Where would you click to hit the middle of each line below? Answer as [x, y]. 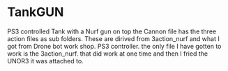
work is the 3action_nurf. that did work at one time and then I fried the [107, 54]
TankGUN [36, 12]
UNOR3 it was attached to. [45, 61]
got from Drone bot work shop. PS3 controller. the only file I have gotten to [114, 46]
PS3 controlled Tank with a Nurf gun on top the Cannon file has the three [112, 31]
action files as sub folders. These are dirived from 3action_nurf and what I [113, 38]
